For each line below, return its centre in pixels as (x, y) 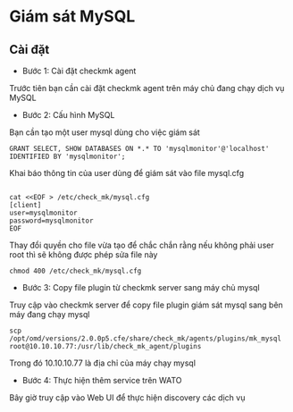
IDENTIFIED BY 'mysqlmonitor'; (67, 156)
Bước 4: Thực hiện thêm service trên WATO (102, 380)
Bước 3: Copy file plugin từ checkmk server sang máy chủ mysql (141, 287)
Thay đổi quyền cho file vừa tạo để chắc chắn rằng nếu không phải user (142, 245)
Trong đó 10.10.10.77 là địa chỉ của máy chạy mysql (103, 363)
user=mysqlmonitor (43, 213)
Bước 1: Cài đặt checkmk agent (79, 71)
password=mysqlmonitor (51, 221)
